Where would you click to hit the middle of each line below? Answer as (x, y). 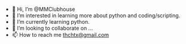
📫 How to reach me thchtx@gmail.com (60, 35)
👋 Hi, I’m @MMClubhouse (43, 9)
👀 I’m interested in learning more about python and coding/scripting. (96, 15)
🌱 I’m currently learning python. (51, 22)
